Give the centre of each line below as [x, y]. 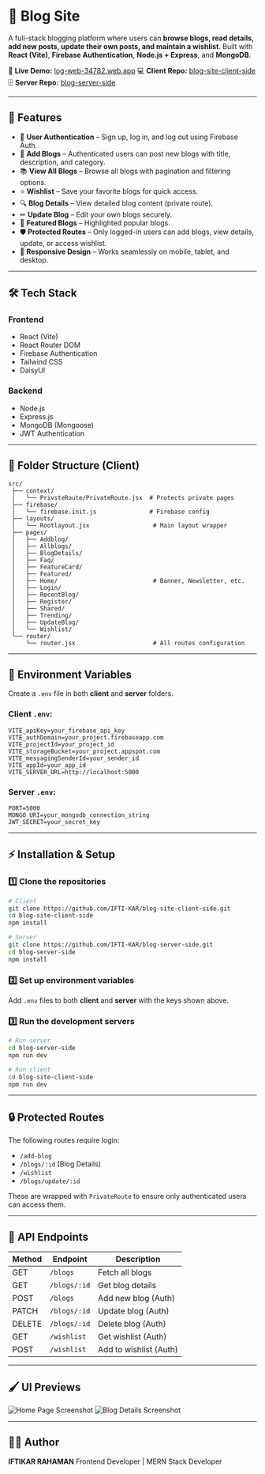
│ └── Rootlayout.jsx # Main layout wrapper [119, 525]
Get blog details [127, 1286]
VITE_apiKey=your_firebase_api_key [67, 731]
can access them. [37, 1204]
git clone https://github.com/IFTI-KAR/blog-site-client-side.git [119, 909]
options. [33, 182]
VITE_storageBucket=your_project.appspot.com [84, 751]
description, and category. [62, 162]
